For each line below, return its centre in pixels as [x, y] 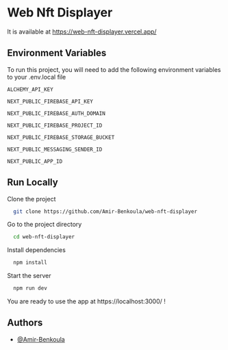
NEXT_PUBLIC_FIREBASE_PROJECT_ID [55, 125]
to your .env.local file [37, 77]
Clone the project [31, 199]
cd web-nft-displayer [44, 237]
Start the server [29, 276]
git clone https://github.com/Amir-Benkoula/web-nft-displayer [105, 211]
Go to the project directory [45, 225]
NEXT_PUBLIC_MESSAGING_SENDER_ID [55, 149]
